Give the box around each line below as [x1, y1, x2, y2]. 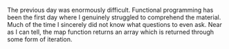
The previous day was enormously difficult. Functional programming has [7, 6, 214, 14]
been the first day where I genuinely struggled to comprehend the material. [7, 13, 221, 21]
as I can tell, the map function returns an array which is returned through [7, 28, 214, 36]
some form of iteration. [7, 35, 73, 43]
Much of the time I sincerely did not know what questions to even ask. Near [7, 21, 223, 28]
